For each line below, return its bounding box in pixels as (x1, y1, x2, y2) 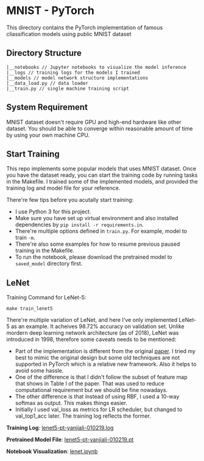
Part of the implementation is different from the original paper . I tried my (15, 348, 196, 355)
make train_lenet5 (6, 306, 53, 312)
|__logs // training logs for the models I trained (6, 70, 140, 76)
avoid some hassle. (15, 367, 64, 374)
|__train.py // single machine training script (6, 85, 130, 91)
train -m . (15, 234, 35, 241)
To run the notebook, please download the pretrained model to (15, 254, 172, 261)
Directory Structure (6, 48, 82, 59)
